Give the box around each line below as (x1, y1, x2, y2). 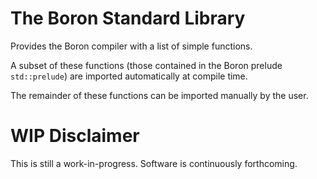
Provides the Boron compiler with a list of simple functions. (10, 40, 253, 52)
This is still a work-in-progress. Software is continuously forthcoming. (10, 157, 298, 169)
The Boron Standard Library (10, 7, 246, 30)
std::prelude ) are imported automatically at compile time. (10, 70, 248, 82)
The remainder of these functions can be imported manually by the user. (10, 89, 309, 101)
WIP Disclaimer (10, 125, 140, 147)
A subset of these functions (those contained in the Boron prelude (10, 59, 283, 71)
